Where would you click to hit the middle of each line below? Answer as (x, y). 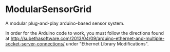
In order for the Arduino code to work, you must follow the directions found (85, 33)
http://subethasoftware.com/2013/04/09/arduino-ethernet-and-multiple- (88, 38)
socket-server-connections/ (35, 43)
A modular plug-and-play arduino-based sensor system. (65, 23)
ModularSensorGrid (49, 9)
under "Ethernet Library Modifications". (107, 43)
